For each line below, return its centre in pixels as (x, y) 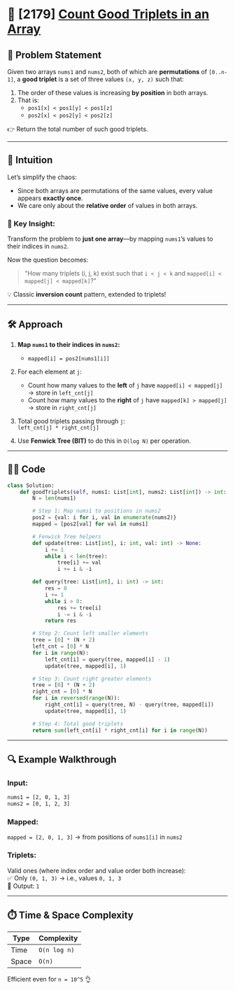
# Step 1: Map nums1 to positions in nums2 (97, 511)
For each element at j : (50, 372)
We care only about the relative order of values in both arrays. (107, 205)
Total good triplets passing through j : (71, 421)
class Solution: (31, 486)
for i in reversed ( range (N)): (76, 698)
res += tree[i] (79, 608)
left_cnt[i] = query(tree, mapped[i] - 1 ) (107, 659)
